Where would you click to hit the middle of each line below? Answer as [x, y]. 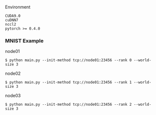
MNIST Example [24, 41]
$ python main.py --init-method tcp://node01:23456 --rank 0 [68, 60]
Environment [18, 7]
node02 [13, 74]
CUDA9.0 [13, 16]
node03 [13, 96]
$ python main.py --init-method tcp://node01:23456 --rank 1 [68, 82]
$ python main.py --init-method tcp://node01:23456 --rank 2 [68, 105]
